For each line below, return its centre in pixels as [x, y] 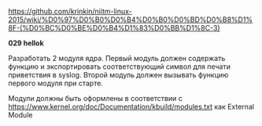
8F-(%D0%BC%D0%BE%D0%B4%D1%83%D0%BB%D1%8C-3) [114, 28]
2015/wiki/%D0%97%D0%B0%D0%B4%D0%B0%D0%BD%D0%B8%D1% [131, 20]
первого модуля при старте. [56, 83]
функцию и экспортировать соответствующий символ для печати [119, 67]
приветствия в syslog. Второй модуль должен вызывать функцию [118, 75]
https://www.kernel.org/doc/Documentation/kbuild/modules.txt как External [131, 106]
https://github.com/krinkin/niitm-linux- [70, 11]
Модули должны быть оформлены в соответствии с [95, 98]
